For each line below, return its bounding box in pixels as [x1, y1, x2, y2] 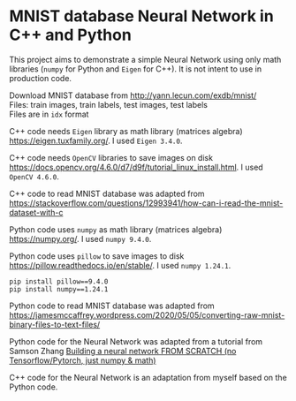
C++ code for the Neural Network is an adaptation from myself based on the [9, 372, 287, 382]
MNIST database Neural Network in [9, 6, 274, 26]
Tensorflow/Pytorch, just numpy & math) [9, 355, 156, 366]
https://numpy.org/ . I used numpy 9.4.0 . [9, 233, 152, 244]
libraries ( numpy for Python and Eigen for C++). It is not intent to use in [9, 64, 262, 74]
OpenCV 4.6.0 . [9, 170, 59, 182]
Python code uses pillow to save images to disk [9, 250, 185, 261]
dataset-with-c [9, 207, 64, 217]
